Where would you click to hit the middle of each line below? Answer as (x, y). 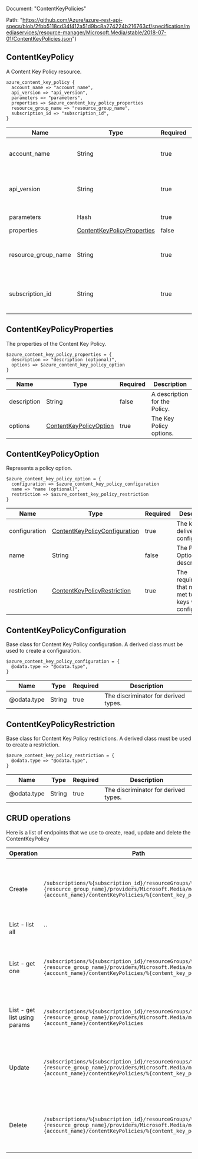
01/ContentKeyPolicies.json (39, 39)
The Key (163, 418)
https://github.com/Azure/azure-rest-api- (72, 20)
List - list (22, 924)
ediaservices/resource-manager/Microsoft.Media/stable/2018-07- (86, 32)
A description (170, 394)
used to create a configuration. (44, 651)
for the (160, 401)
